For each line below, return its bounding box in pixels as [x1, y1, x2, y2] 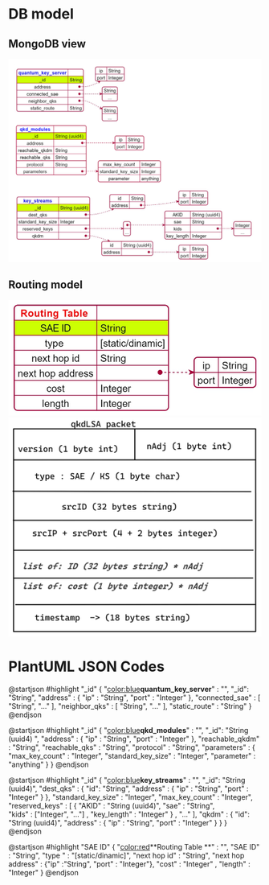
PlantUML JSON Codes [8, 657, 165, 676]
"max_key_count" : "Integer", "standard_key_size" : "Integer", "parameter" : [8, 751, 256, 760]
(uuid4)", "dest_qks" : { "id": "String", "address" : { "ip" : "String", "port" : [8, 784, 249, 793]
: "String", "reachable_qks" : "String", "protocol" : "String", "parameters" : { [8, 742, 255, 752]
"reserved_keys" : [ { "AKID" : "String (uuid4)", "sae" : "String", [8, 801, 215, 810]
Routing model [8, 278, 83, 292]
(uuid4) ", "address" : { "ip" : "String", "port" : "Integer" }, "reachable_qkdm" [8, 734, 259, 743]
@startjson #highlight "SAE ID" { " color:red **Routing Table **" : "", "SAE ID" [8, 842, 260, 851]
